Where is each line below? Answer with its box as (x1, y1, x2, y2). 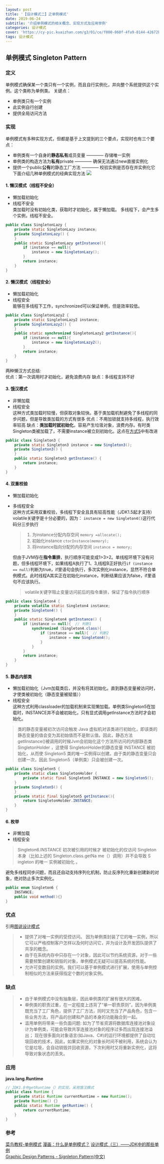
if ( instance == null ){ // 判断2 (40, 631, 109, 635)
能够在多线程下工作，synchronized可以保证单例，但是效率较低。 (12, 303, 143, 309)
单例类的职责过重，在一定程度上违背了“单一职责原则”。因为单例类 (24, 1002, 157, 1008)
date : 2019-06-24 (5, 16, 41, 21)
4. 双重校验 (5, 481, 28, 487)
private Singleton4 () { (14, 608, 63, 613)
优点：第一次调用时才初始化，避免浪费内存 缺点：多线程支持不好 (5, 374, 135, 380)
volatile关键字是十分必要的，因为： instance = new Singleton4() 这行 (12, 515, 151, 521)
